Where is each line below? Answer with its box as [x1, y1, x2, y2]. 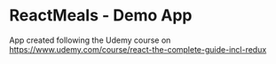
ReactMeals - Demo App [9, 5, 193, 26]
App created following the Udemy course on [9, 35, 171, 45]
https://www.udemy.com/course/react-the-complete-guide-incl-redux [9, 44, 267, 54]
